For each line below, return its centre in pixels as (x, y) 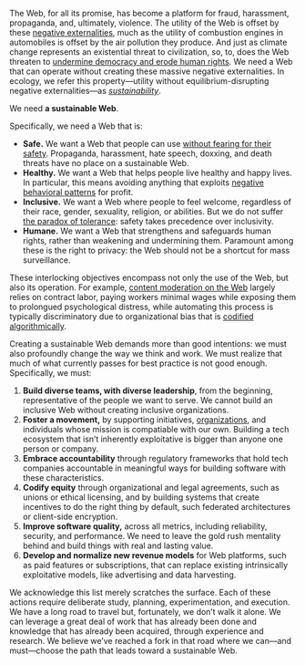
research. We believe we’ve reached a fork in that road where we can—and (151, 641)
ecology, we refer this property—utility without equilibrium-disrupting (139, 81)
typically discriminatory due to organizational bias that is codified (132, 317)
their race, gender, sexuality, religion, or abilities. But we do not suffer (153, 212)
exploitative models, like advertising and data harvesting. (129, 575)
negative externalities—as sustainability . (85, 91)
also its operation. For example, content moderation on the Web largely (142, 287)
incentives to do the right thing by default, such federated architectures (157, 507)
